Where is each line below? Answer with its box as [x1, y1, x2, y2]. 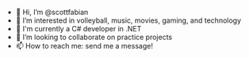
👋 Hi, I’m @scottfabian [15, 8, 89, 16]
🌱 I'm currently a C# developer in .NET [15, 24, 142, 33]
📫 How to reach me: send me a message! [15, 42, 153, 50]
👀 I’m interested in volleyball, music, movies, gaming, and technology [15, 16, 242, 25]
